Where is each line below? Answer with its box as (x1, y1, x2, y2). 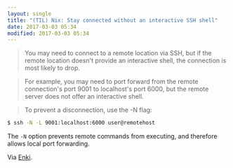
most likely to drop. (24, 64, 81, 72)
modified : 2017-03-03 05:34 (7, 29, 90, 37)
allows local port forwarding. (7, 139, 90, 148)
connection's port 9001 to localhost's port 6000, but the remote (24, 85, 209, 93)
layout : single (7, 10, 52, 17)
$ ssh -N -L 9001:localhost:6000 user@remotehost (7, 120, 156, 127)
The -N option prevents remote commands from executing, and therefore (7, 132, 218, 141)
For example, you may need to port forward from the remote (24, 78, 199, 86)
